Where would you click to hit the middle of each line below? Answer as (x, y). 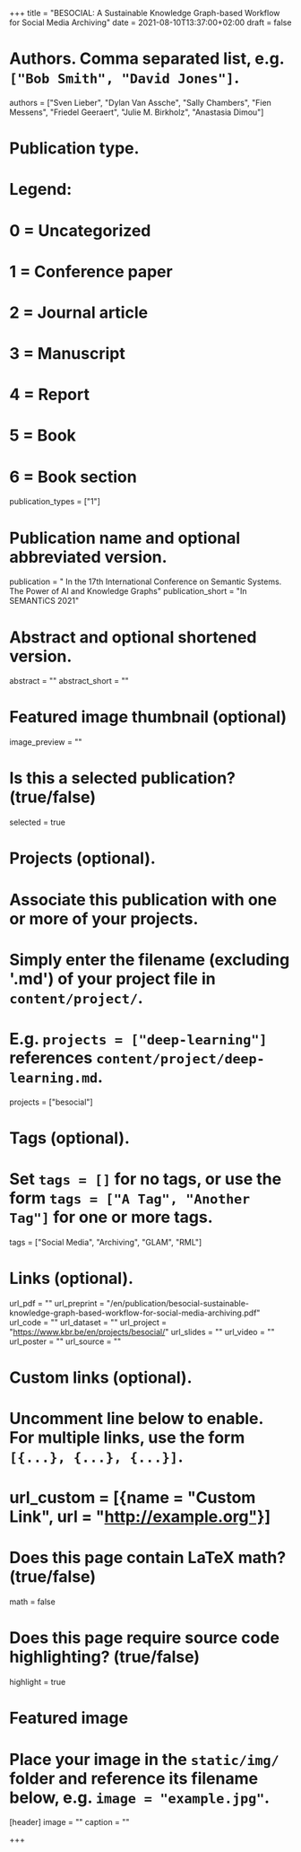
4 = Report (49, 395)
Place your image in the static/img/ (144, 1759)
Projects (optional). (83, 858)
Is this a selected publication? (122, 778)
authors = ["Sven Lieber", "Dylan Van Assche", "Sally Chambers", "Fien (140, 102)
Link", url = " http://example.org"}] (140, 1517)
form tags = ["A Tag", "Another (130, 1198)
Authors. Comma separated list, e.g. (147, 59)
